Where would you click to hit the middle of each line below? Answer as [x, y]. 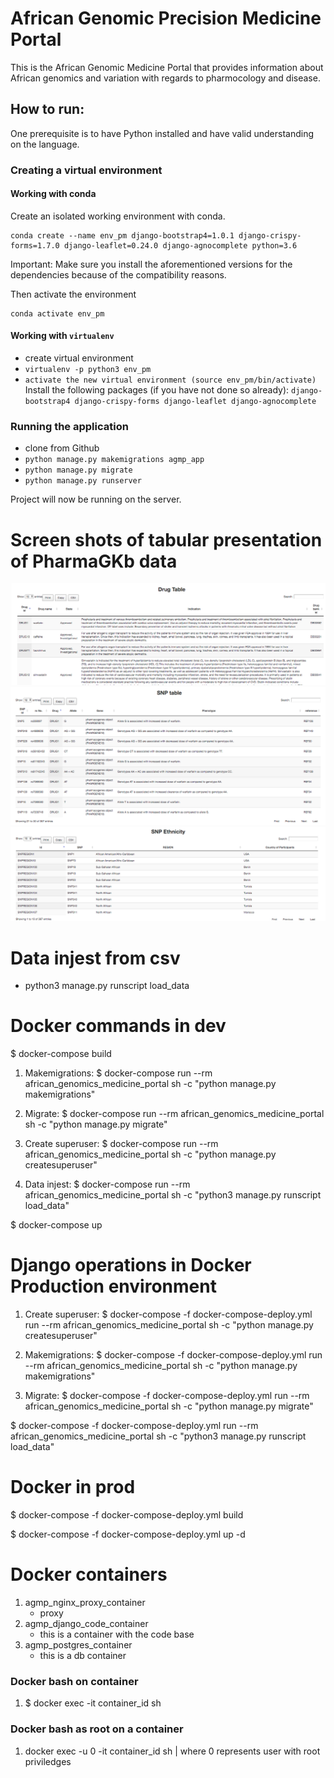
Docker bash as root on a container [97, 1729]
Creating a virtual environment [86, 170]
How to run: [47, 109]
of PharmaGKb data [94, 561]
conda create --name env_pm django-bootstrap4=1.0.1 [122, 235]
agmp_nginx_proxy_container [85, 1603]
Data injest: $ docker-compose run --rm [107, 1184]
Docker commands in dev [118, 1026]
